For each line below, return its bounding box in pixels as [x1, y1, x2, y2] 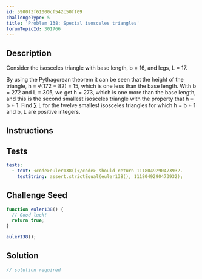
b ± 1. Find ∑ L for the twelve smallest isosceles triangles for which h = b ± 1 [6, 102, 196, 109]
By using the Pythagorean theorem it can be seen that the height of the [6, 76, 184, 84]
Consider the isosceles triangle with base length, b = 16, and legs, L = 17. [6, 64, 188, 71]
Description [6, 48, 52, 58]
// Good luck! [12, 212, 47, 218]
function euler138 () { [6, 206, 64, 212]
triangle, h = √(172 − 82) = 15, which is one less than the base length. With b [6, 82, 197, 90]
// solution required [6, 267, 61, 273]
